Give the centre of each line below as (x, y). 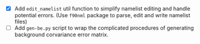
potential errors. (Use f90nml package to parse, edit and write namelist (102, 15)
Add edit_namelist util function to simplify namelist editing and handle (102, 9)
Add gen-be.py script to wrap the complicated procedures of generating (104, 28)
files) (21, 22)
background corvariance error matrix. (61, 34)
